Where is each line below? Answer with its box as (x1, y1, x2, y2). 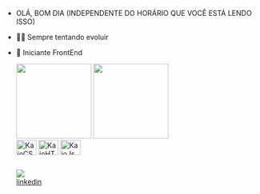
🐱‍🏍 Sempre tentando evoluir (15, 33, 109, 42)
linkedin (15, 177, 42, 187)
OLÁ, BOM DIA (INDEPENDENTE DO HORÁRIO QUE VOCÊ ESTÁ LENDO (15, 9, 252, 18)
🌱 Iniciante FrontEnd (15, 48, 82, 57)
